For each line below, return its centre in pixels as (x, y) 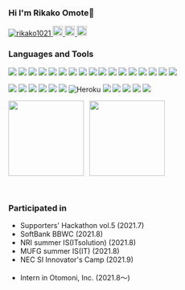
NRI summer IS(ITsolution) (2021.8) (78, 242)
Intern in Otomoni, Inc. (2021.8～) (75, 277)
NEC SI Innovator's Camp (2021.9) (77, 259)
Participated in (37, 208)
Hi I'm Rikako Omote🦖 (51, 13)
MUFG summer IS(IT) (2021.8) (70, 251)
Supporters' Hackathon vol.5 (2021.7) (82, 225)
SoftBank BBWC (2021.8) (61, 234)
